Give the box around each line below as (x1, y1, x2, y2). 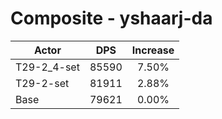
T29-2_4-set (15, 60, 80, 74)
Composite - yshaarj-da (10, 7, 213, 30)
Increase (131, 43, 175, 57)
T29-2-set (15, 76, 70, 90)
